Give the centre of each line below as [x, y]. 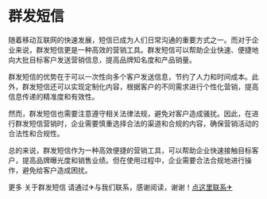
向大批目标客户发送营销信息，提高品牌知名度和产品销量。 [102, 60]
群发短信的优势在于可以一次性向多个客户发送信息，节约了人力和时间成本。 [130, 76]
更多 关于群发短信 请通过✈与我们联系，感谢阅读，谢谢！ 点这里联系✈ [120, 187]
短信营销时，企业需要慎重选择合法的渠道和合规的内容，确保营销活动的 [144, 123]
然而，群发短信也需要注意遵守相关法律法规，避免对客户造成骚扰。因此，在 [130, 113]
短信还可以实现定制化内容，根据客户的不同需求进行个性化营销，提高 [147, 86]
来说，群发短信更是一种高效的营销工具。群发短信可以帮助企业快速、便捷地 [137, 49]
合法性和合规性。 [36, 133]
